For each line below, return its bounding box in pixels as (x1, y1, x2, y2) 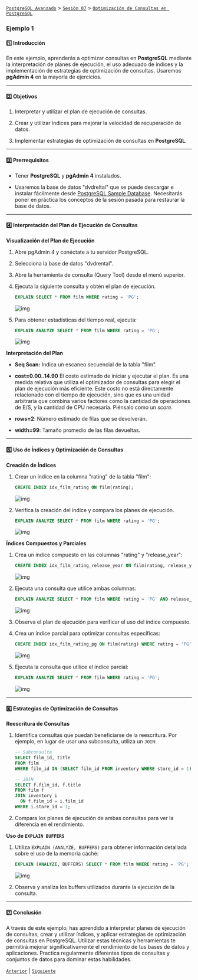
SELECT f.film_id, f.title (14, 782, 81, 788)
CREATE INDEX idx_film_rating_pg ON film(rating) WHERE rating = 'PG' (14, 641, 192, 647)
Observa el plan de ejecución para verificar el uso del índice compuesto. (14, 618, 192, 625)
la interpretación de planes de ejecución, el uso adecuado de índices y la (6, 61, 184, 68)
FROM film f (14, 787, 44, 794)
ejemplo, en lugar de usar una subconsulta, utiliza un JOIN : (14, 738, 157, 745)
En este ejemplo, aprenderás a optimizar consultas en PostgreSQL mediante (6, 55, 192, 62)
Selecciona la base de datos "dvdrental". (14, 260, 114, 267)
